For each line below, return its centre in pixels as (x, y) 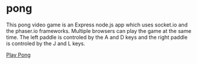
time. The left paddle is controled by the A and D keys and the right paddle (97, 37)
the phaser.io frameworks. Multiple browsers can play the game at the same (99, 31)
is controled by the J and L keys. (46, 43)
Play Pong (18, 55)
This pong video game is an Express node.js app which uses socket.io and (97, 25)
